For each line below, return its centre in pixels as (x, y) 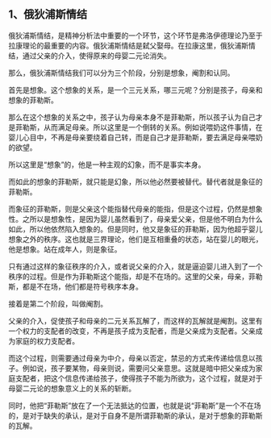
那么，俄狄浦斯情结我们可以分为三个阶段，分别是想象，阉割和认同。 (121, 73)
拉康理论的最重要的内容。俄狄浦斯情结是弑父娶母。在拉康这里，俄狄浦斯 (128, 45)
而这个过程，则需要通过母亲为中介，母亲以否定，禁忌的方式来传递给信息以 (132, 358)
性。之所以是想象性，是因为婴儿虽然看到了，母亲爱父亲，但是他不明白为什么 (135, 219)
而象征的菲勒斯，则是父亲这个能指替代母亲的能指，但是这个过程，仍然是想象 (135, 209)
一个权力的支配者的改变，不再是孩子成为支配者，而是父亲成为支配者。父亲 (132, 331)
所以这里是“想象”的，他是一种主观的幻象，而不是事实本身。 (107, 165)
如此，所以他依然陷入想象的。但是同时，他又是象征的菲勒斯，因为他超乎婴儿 (135, 229)
